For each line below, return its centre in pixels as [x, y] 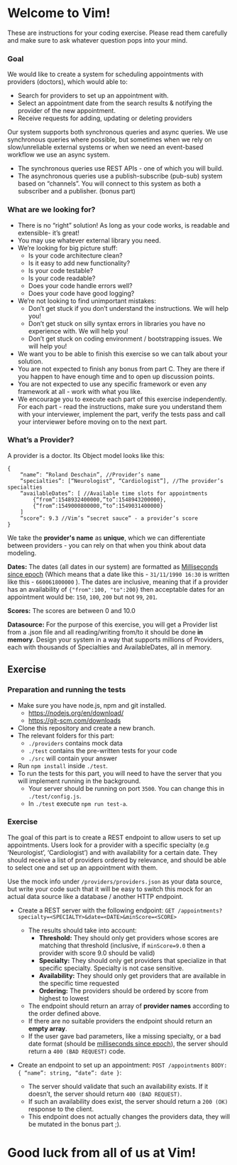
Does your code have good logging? [81, 293]
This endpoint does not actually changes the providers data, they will [129, 1116]
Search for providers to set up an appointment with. [93, 96]
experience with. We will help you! [78, 331]
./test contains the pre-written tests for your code [103, 750]
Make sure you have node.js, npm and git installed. [92, 705]
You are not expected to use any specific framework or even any [112, 384]
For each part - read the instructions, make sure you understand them [120, 406]
